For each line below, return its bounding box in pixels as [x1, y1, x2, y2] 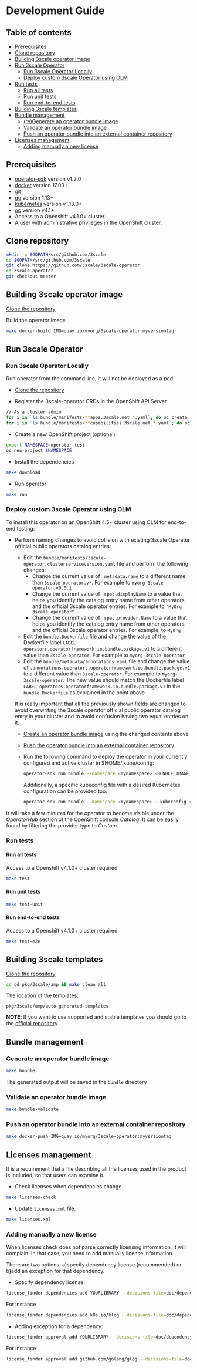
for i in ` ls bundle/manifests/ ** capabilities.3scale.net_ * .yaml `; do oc [6, 420, 191, 426]
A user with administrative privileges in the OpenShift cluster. [14, 219, 162, 226]
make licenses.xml [6, 1216, 51, 1222]
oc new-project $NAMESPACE [6, 447, 72, 453]
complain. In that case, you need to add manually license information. [6, 1250, 174, 1257]
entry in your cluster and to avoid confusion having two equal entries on [14, 712, 189, 720]
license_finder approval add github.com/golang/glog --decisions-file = [6, 1356, 185, 1362]
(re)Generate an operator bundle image [23, 118, 118, 124]
